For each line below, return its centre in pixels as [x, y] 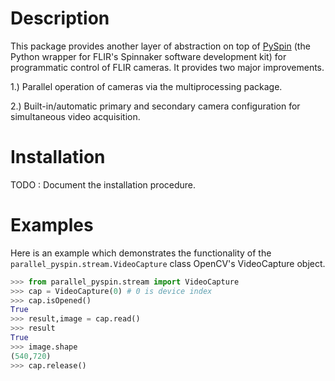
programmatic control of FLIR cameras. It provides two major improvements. [167, 67]
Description [60, 18]
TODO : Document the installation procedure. [103, 184]
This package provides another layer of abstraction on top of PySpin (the [160, 46]
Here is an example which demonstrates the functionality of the [141, 253]
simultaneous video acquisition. [75, 116]
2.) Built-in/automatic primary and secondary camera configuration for [155, 106]
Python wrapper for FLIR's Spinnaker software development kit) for [148, 56]
